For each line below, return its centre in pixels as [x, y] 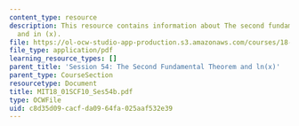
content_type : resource [53, 17]
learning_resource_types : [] [63, 59]
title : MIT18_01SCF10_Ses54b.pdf [71, 91]
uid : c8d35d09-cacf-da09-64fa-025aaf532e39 [91, 108]
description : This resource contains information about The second [137, 26]
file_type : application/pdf [61, 51]
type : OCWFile [36, 100]
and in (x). [40, 34]
